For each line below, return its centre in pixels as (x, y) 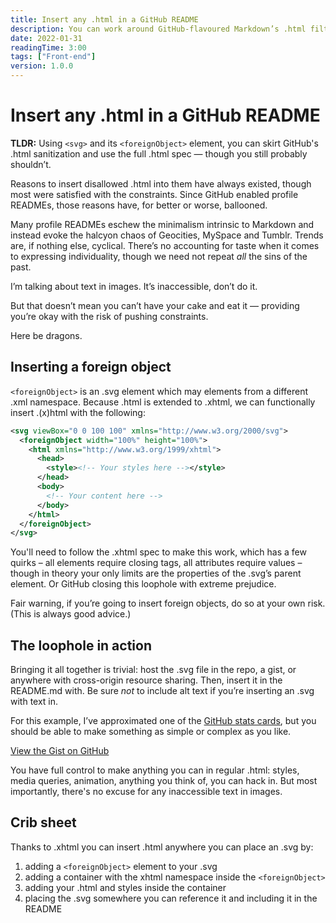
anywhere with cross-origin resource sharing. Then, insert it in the (146, 680)
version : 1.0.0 (42, 66)
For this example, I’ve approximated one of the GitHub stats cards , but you (163, 721)
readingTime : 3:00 (48, 47)
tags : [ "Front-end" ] (53, 57)
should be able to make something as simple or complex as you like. (151, 732)
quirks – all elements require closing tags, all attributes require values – (156, 563)
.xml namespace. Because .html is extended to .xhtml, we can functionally (163, 402)
